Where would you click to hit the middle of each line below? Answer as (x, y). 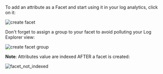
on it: (11, 12)
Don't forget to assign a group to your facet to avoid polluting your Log (78, 32)
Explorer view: (20, 37)
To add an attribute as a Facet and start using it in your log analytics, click (81, 7)
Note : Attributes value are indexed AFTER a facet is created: (67, 56)
